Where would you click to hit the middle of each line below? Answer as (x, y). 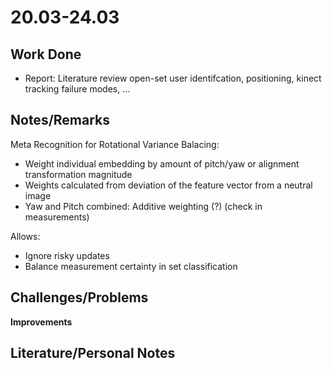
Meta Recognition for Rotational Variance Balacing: (115, 144)
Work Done (46, 54)
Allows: (25, 236)
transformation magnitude (78, 174)
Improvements (41, 322)
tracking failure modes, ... (77, 89)
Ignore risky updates (67, 255)
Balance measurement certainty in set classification (131, 266)
